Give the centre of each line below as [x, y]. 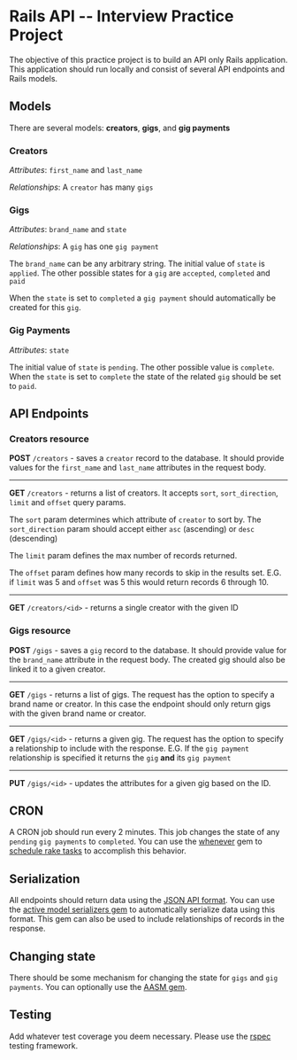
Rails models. [34, 78]
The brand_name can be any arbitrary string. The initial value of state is [137, 264]
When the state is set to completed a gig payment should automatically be [143, 298]
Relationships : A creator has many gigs [81, 187]
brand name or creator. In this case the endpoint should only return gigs [140, 704]
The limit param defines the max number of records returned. [123, 556]
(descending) [34, 539]
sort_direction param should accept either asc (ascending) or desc [132, 529]
